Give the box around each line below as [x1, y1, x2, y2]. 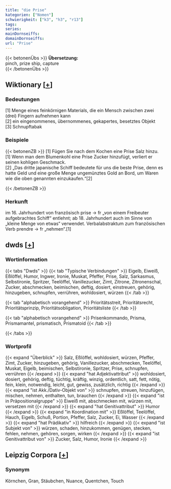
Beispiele [5, 137, 29, 144]
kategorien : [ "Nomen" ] [5, 12, 54, 17]
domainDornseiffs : [5, 36, 44, 41]
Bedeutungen [5, 96, 40, 103]
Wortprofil [5, 343, 32, 350]
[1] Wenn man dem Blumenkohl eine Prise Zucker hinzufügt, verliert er [5, 153, 153, 160]
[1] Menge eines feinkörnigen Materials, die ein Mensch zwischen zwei [5, 107, 154, 114]
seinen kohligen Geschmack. [5, 159, 66, 165]
